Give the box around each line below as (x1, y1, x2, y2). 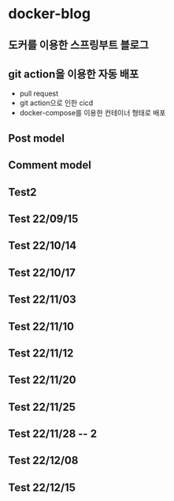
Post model (8, 131, 65, 145)
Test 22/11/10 (8, 319, 75, 333)
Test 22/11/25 (8, 400, 76, 413)
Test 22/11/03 (8, 293, 76, 307)
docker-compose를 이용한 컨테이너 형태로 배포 (19, 108, 166, 118)
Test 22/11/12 (8, 346, 74, 360)
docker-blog (8, 5, 91, 23)
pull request (19, 89, 59, 99)
